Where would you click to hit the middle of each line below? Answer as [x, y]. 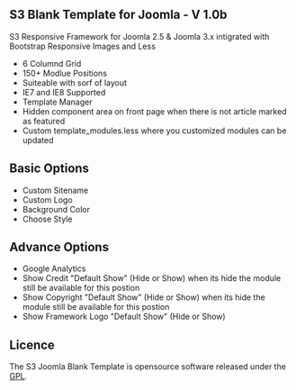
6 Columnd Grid [52, 63]
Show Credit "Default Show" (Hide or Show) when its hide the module [152, 278]
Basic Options [49, 169]
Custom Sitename [55, 190]
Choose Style [47, 219]
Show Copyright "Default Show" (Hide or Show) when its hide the [144, 297]
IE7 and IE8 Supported [64, 92]
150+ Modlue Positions [65, 73]
